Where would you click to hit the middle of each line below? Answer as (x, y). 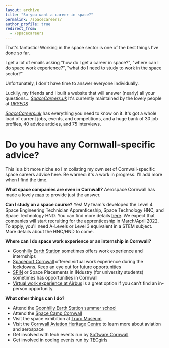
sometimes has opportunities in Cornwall (55, 277)
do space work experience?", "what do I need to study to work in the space (83, 68)
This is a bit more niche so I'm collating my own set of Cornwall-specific (80, 169)
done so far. (18, 53)
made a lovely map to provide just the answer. (53, 195)
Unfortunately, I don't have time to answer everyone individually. (72, 83)
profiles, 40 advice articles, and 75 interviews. (53, 124)
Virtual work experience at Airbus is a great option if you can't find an (85, 283)
